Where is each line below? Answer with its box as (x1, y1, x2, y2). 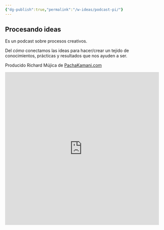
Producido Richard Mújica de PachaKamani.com (5, 62, 102, 69)
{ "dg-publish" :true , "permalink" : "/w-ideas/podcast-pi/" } (5, 7, 123, 12)
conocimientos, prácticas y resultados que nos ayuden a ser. (5, 53, 128, 59)
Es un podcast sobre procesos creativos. (5, 38, 88, 44)
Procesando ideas (5, 25, 61, 34)
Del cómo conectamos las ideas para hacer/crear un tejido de (5, 47, 129, 54)
